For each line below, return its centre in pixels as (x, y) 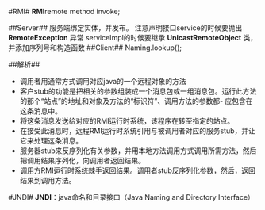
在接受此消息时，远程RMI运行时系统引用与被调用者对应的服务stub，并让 (138, 131)
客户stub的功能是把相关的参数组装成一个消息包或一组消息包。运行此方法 (138, 91)
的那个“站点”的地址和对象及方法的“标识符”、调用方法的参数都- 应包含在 (136, 101)
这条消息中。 (40, 111)
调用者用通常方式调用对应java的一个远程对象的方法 (103, 81)
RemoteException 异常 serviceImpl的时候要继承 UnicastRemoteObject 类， (133, 38)
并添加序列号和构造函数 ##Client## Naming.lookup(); (95, 48)
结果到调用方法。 (48, 180)
